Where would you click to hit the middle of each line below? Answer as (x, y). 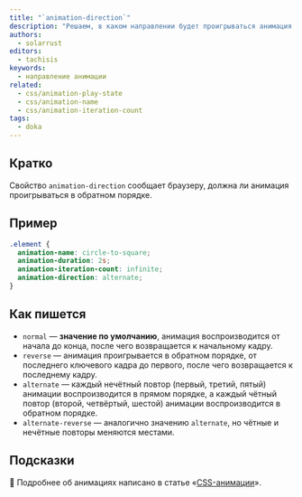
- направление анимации (62, 77)
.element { (30, 244)
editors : (26, 52)
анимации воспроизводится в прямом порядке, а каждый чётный (150, 393)
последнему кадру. (59, 374)
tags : (19, 118)
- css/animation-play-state (70, 93)
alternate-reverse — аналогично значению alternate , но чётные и (151, 422)
